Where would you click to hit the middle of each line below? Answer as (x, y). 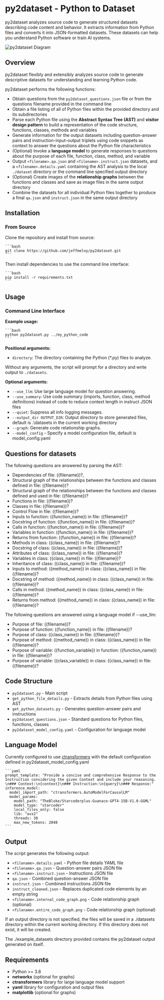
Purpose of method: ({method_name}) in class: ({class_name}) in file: (82, 640)
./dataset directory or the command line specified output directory (80, 172)
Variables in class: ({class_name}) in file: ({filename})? (66, 558)
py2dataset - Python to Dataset (70, 9)
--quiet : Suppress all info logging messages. (57, 412)
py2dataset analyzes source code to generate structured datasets (72, 22)
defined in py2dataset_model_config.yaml (47, 762)
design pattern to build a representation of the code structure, (75, 125)
